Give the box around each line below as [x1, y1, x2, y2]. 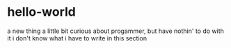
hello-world [7, 4, 77, 20]
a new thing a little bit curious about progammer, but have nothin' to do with [7, 27, 225, 35]
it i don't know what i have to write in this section [7, 34, 148, 42]
